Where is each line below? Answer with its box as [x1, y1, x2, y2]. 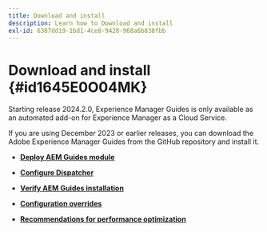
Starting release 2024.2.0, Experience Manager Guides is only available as [8, 105, 253, 114]
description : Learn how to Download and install [8, 19, 173, 27]
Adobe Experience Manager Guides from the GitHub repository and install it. [8, 137, 260, 146]
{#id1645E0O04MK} [8, 78, 148, 96]
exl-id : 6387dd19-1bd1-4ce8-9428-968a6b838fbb [8, 26, 166, 34]
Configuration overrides [19, 199, 102, 209]
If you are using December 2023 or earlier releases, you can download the [8, 129, 254, 138]
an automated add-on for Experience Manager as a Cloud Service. [8, 113, 228, 122]
